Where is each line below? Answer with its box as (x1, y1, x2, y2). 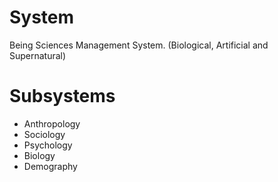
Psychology (23, 139, 73, 151)
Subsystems (9, 85, 116, 108)
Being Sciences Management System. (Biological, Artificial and (9, 39, 269, 51)
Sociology (23, 128, 66, 140)
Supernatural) (9, 49, 67, 61)
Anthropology (23, 117, 81, 130)
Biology (23, 149, 56, 161)
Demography (23, 160, 78, 172)
